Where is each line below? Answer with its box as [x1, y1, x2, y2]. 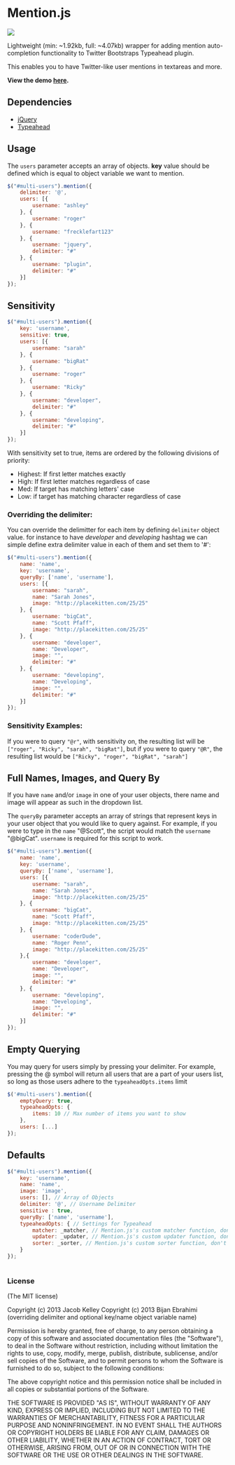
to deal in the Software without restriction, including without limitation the [7, 1341, 218, 1350]
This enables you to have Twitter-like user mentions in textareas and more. [7, 62, 222, 71]
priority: [7, 456, 30, 464]
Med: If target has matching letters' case [17, 485, 135, 493]
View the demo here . [7, 76, 69, 84]
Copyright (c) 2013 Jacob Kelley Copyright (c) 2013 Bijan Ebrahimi [7, 1306, 198, 1314]
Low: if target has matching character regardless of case [17, 492, 181, 500]
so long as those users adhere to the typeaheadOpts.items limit [7, 1077, 187, 1086]
